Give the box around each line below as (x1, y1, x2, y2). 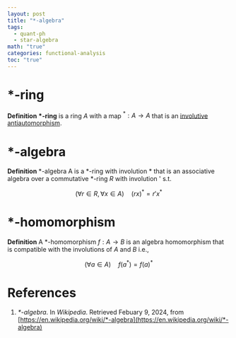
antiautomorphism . (7, 119, 62, 127)
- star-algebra (13, 37, 59, 44)
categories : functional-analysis (7, 50, 106, 57)
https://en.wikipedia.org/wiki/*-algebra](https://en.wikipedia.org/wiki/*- (20, 315, 229, 324)
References (7, 284, 76, 301)
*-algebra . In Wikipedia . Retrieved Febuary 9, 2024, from (17, 308, 184, 317)
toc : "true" (7, 57, 42, 64)
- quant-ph (13, 30, 46, 37)
